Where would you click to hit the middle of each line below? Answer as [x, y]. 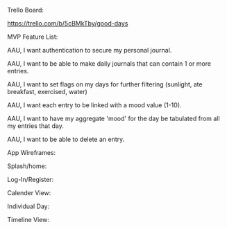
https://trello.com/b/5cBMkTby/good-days [68, 23]
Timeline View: [28, 220]
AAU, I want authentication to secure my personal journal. [90, 50]
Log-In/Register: [31, 180]
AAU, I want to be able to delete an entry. [66, 139]
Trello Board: [25, 10]
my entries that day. [35, 126]
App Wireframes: [32, 153]
